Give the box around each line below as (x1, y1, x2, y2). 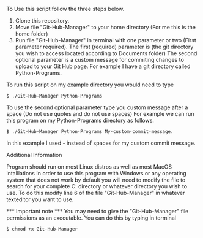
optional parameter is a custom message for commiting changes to (15, 56, 185, 63)
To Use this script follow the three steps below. (6, 6, 125, 12)
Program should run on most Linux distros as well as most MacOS (6, 163, 172, 171)
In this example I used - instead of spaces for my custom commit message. (6, 139, 196, 147)
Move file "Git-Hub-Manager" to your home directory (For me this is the (15, 24, 196, 31)
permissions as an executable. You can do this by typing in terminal (6, 214, 176, 221)
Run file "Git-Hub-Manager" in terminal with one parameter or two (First (15, 37, 197, 44)
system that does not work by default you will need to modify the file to (6, 176, 186, 183)
